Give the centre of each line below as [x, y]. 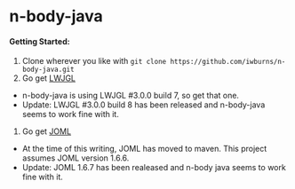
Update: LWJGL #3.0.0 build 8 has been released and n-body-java [144, 105]
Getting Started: [40, 41]
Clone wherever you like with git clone [94, 61]
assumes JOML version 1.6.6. [76, 158]
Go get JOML [47, 131]
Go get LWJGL [49, 78]
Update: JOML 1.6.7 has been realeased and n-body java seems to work [154, 168]
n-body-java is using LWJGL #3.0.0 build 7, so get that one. [131, 96]
